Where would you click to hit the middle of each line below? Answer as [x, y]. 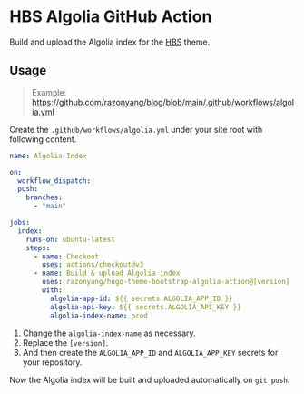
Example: [49, 92]
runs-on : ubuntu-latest [71, 239]
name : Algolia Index [49, 156]
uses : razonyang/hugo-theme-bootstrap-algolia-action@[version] [166, 282]
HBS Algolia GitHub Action [111, 17]
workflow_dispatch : [54, 181]
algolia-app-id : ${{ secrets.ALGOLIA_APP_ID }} [141, 298]
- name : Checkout [66, 257]
